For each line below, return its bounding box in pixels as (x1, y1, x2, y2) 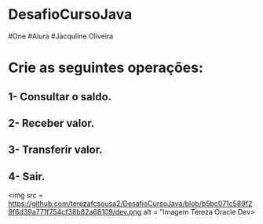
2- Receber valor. (8, 116, 95, 130)
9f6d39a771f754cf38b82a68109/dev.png (8, 208, 142, 217)
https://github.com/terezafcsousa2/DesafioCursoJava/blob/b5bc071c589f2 (8, 199, 253, 208)
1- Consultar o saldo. (8, 90, 112, 103)
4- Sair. (8, 170, 46, 183)
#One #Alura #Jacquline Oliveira (8, 31, 114, 41)
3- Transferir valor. (8, 143, 104, 157)
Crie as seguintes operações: (8, 59, 204, 77)
